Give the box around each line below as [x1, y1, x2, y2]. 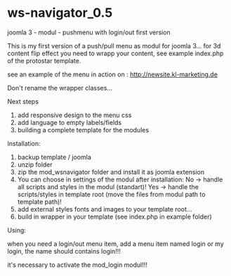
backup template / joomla [17, 153, 91, 161]
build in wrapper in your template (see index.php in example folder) [17, 212, 212, 221]
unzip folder [17, 160, 53, 169]
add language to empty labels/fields [17, 118, 122, 127]
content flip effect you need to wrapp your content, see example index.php [7, 49, 224, 57]
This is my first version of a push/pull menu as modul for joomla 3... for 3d [7, 41, 221, 50]
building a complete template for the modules [17, 125, 150, 134]
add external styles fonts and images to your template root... [17, 205, 192, 213]
